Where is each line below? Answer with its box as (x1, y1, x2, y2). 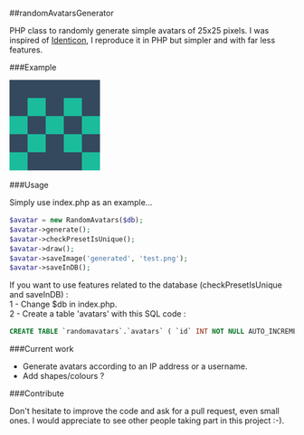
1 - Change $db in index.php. (9, 298, 118, 310)
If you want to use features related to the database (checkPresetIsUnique (9, 279, 282, 290)
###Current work (9, 344, 74, 355)
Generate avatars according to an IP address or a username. (22, 361, 248, 372)
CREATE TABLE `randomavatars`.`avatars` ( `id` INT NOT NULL (9, 327, 245, 336)
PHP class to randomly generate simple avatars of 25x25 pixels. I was (9, 25, 270, 35)
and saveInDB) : (9, 289, 69, 300)
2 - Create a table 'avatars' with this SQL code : (9, 308, 186, 319)
